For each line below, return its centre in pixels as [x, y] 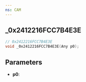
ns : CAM [13, 10]
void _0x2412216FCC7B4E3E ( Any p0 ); [42, 47]
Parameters [24, 62]
